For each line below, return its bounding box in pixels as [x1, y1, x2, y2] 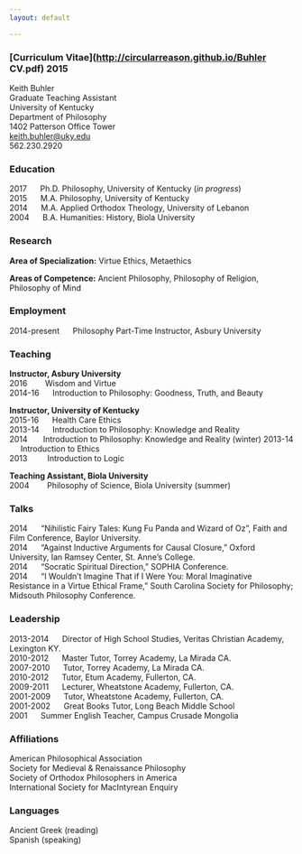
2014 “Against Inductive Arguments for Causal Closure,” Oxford [9, 543, 255, 553]
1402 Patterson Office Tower [9, 121, 116, 132]
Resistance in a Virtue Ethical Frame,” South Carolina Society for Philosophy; [9, 580, 294, 591]
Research [9, 235, 52, 247]
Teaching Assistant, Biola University [9, 470, 149, 481]
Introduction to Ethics [20, 443, 100, 454]
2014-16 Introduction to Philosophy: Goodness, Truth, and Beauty [9, 387, 264, 398]
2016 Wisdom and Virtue [9, 378, 117, 389]
